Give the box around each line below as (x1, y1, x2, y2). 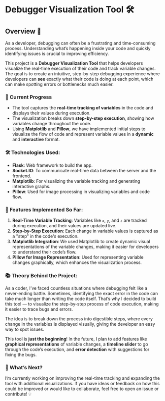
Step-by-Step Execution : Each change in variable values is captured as (12, 228, 159, 234)
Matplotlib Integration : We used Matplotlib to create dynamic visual (12, 238, 150, 244)
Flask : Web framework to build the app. (12, 162, 93, 168)
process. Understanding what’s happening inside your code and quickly (5, 46, 151, 51)
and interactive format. (12, 137, 60, 143)
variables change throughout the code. (12, 121, 92, 127)
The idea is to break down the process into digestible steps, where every (5, 316, 153, 322)
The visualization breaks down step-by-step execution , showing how (12, 115, 154, 121)
